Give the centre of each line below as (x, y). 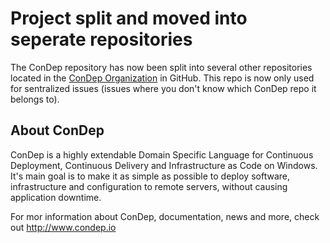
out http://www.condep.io (63, 227)
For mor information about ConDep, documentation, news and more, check (165, 216)
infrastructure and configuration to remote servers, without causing (149, 186)
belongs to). (35, 99)
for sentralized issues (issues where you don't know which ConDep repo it (163, 88)
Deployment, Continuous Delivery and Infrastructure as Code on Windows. (164, 165)
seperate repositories (101, 39)
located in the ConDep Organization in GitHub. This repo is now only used (162, 78)
